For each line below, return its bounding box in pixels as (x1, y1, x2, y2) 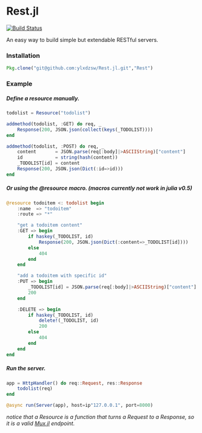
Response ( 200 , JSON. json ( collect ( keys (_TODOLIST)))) (17, 126, 153, 133)
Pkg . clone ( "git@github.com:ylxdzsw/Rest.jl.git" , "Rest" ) (6, 65, 153, 71)
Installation (6, 51, 41, 60)
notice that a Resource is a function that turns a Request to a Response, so (6, 414, 195, 421)
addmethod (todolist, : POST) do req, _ (6, 143, 104, 150)
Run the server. (6, 365, 46, 372)
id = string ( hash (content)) (17, 154, 118, 161)
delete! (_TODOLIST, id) (38, 317, 99, 324)
